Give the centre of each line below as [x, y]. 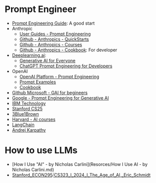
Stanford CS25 [27, 109]
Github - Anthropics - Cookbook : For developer [68, 50]
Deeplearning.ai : [29, 55]
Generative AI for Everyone [47, 60]
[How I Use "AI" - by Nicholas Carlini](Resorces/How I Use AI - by [80, 164]
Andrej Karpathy [29, 130]
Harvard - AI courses [34, 119]
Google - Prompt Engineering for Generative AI [60, 98]
